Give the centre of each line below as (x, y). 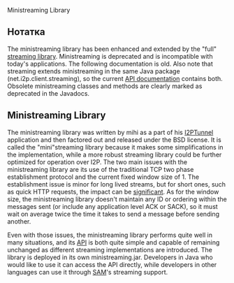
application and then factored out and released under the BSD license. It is (114, 140)
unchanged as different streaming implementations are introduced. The (110, 249)
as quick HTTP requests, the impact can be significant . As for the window (113, 191)
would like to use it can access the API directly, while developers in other (112, 264)
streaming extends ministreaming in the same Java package (94, 71)
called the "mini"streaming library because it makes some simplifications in (115, 147)
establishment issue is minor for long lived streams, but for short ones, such (116, 184)
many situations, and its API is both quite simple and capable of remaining (114, 242)
